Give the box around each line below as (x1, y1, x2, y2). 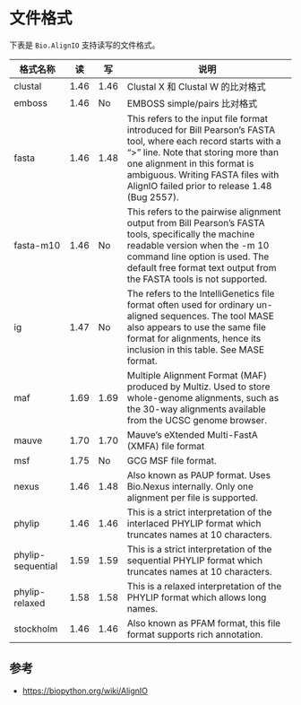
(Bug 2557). (126, 190, 179, 203)
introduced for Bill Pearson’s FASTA (126, 123, 276, 135)
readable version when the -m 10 (126, 239, 270, 251)
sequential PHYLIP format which (126, 553, 263, 566)
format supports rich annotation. (126, 628, 263, 640)
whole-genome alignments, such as (126, 391, 279, 404)
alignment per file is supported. (126, 491, 258, 503)
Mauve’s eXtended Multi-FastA (126, 428, 258, 440)
